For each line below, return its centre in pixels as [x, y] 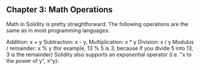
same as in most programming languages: [58, 30]
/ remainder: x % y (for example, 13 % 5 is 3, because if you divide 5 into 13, [100, 48]
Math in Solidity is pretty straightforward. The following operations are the [97, 24]
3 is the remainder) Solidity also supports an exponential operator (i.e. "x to [99, 54]
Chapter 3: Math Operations [60, 10]
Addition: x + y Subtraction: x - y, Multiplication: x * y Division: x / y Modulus [100, 42]
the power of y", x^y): [33, 61]
